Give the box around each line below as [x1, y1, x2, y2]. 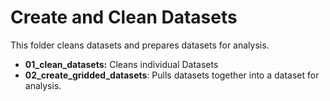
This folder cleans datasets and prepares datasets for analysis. [10, 39, 270, 51]
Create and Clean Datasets [10, 6, 238, 29]
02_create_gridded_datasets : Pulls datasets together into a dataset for [24, 69, 320, 81]
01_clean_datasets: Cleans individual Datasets [24, 58, 219, 70]
